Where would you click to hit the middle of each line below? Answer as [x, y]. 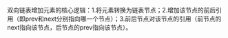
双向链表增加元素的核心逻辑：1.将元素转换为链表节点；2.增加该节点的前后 [112, 10]
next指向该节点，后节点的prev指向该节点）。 [70, 27]
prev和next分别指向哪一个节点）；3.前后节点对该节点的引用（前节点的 [123, 19]
